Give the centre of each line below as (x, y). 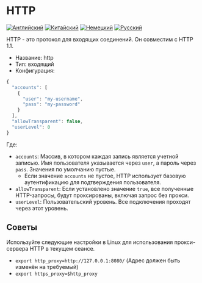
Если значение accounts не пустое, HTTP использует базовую (105, 176)
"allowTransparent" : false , (48, 122)
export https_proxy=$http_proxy (56, 274)
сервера (17, 248)
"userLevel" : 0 (31, 127)
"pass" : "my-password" (51, 104)
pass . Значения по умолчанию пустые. (65, 169)
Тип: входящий (34, 64)
